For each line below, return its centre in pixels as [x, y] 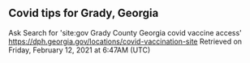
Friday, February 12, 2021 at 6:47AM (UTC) [80, 50]
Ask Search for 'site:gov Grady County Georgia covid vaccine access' [125, 32]
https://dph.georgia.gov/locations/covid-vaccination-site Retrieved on [125, 41]
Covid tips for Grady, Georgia [84, 13]
